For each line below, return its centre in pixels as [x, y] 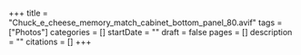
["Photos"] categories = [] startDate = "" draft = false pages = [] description [150, 32]
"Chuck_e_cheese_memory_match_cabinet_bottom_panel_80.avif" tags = [145, 23]
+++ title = [29, 13]
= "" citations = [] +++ [50, 41]
